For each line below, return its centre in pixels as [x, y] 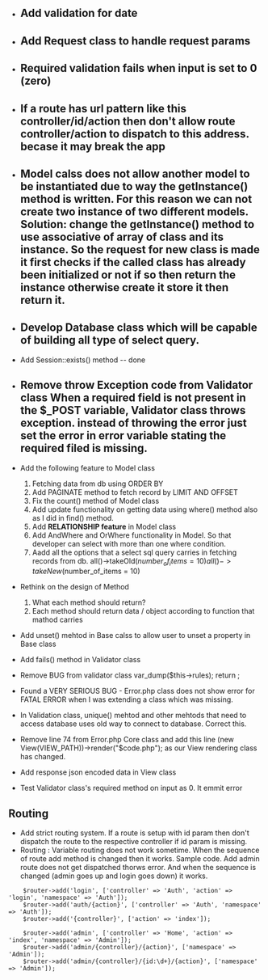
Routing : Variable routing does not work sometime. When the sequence [140, 850]
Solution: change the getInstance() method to [137, 224]
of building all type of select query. [110, 340]
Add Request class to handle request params [135, 41]
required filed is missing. [84, 448]
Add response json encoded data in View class [98, 772]
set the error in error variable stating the [123, 436]
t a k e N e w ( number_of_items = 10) [86, 571]
